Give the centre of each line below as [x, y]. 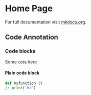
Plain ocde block [22, 73]
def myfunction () [24, 83]
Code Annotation [32, 37]
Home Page [29, 9]
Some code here [21, 62]
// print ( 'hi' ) [21, 88]
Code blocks [20, 51]
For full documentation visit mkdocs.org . [46, 22]
